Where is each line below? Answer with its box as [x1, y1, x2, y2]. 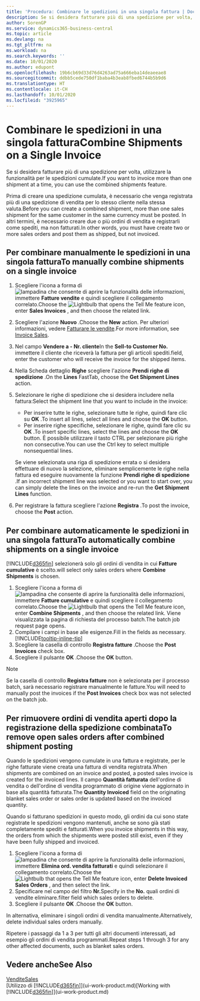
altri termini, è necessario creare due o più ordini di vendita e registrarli [6, 217, 180, 225]
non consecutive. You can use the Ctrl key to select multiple [23, 441, 170, 448]
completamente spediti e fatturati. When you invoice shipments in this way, [6, 826, 189, 832]
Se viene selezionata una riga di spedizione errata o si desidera [14, 459, 171, 466]
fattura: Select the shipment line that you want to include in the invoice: [14, 397, 188, 405]
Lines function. [14, 490, 52, 498]
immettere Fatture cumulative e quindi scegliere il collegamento [14, 597, 173, 604]
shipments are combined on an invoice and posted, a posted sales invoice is [6, 770, 193, 776]
